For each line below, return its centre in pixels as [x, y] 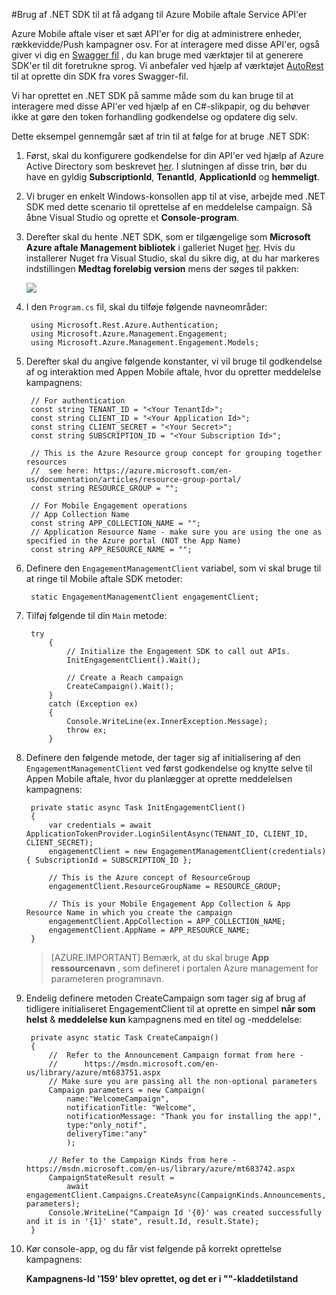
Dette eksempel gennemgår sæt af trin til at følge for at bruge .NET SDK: [160, 136]
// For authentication [78, 401]
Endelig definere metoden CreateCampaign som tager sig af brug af [166, 998]
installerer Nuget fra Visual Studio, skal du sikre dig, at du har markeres [172, 258]
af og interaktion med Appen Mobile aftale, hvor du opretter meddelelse [173, 372]
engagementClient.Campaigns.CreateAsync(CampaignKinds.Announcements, [176, 1195]
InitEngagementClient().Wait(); [133, 660]
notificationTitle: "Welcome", [131, 1108]
